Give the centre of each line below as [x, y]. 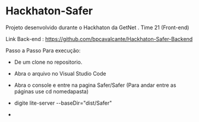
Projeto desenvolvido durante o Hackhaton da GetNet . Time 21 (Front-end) [97, 27]
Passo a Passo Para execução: [43, 50]
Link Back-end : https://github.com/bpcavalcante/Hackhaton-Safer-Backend [99, 39]
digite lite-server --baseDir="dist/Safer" [63, 103]
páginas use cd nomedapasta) [51, 91]
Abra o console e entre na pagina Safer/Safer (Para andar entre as [95, 85]
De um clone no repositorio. [48, 62]
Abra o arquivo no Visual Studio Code [60, 73]
